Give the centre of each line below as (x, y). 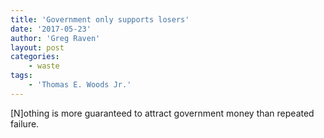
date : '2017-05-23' (51, 29)
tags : (21, 76)
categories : (35, 57)
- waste (44, 66)
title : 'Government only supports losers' (100, 19)
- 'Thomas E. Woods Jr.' (80, 85)
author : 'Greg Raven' (55, 38)
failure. (25, 123)
